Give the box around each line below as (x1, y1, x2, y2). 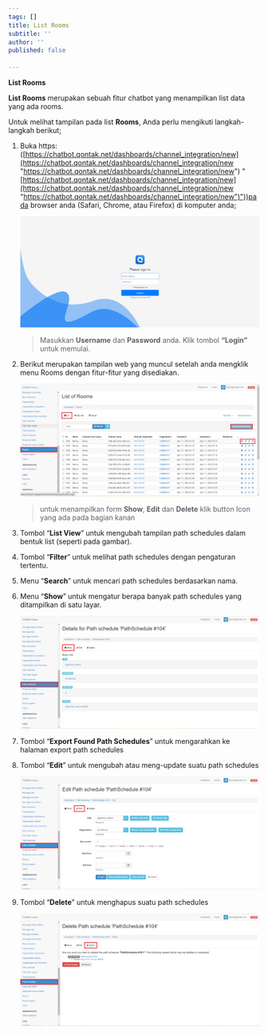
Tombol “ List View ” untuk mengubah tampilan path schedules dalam (19, 529, 246, 537)
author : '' (8, 38, 45, 46)
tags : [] (8, 13, 37, 21)
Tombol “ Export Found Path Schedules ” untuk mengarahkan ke (19, 737, 231, 746)
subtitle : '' (8, 29, 52, 37)
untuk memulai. (39, 344, 91, 353)
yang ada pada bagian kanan (39, 513, 136, 522)
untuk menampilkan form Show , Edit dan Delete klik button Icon (39, 505, 251, 513)
